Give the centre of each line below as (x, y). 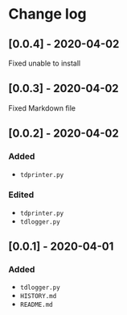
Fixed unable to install (45, 63)
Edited (21, 195)
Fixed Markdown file (42, 108)
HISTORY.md (38, 296)
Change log (47, 14)
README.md (37, 305)
